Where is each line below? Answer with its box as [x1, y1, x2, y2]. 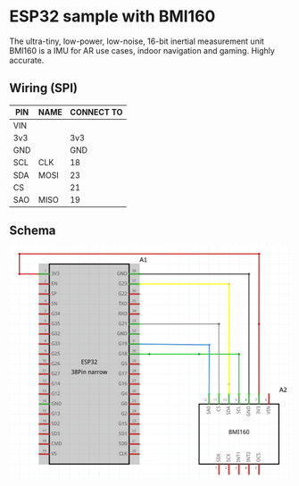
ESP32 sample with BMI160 [9, 6, 216, 27]
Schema [9, 222, 56, 238]
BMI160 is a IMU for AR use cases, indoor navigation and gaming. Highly [9, 45, 275, 55]
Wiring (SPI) [9, 80, 79, 96]
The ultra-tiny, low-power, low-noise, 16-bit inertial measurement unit [9, 36, 265, 46]
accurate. [9, 54, 45, 65]
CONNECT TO [70, 107, 123, 118]
